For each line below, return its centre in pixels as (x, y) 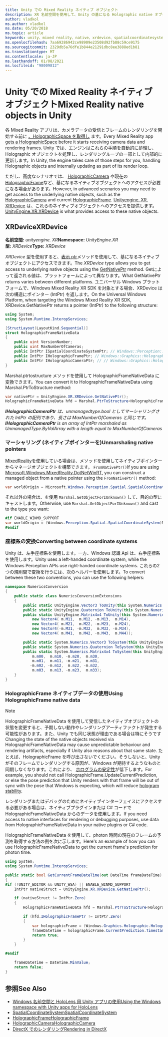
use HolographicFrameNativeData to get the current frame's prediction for (81, 847)
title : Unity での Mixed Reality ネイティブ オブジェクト (62, 10)
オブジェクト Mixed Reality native (74, 104)
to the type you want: (27, 509)
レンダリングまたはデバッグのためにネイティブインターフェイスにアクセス (81, 801)
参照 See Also (26, 989)
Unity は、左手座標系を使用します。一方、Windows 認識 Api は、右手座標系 (83, 553)
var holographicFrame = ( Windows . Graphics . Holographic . (91, 926)
